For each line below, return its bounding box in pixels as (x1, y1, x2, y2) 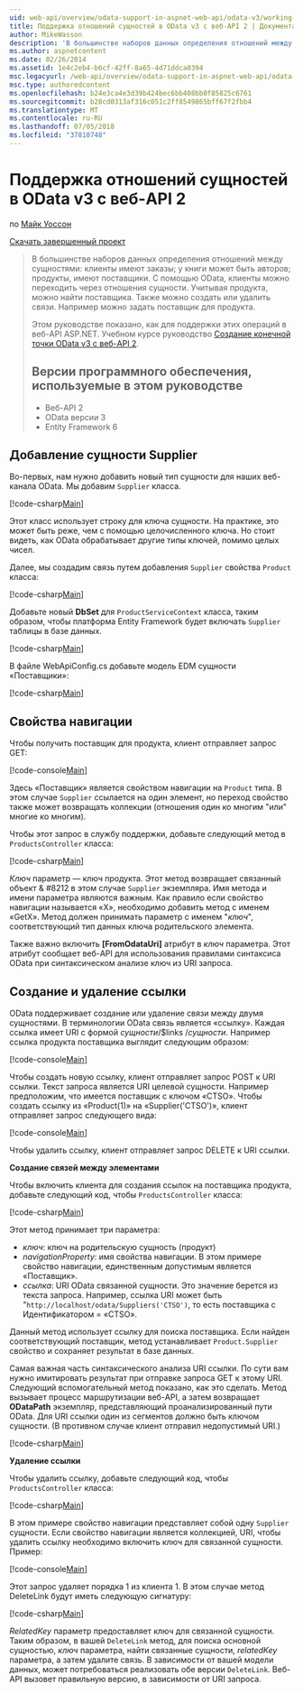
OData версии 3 (44, 411, 106, 422)
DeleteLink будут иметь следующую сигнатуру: (9, 1591, 192, 1602)
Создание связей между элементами (9, 1163, 160, 1173)
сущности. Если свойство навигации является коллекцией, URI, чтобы (9, 1527, 281, 1538)
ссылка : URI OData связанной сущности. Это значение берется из (22, 1280, 279, 1291)
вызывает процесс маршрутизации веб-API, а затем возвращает (9, 1392, 260, 1403)
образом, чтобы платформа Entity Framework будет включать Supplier (9, 616, 281, 627)
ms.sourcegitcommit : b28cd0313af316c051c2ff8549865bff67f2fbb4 (9, 97, 252, 106)
